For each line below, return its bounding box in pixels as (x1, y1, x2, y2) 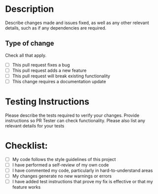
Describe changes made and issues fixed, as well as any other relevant (5, 20, 149, 26)
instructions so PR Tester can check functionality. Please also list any (5, 117, 145, 124)
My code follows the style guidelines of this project (12, 156, 116, 162)
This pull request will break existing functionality (12, 73, 111, 79)
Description (5, 3, 54, 15)
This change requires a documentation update (12, 78, 106, 84)
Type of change (5, 39, 54, 48)
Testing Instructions (5, 96, 90, 107)
